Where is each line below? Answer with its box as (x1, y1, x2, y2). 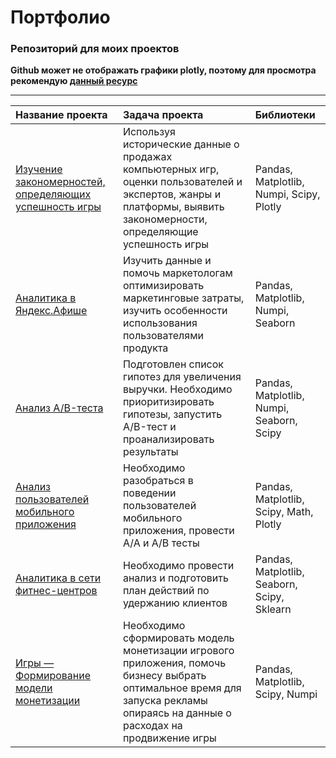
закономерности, (122, 212, 208, 226)
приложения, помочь (122, 656, 227, 670)
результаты (122, 445, 179, 459)
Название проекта (15, 108, 108, 122)
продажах (122, 150, 173, 164)
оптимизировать (122, 279, 205, 293)
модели (15, 681, 53, 695)
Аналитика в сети (15, 571, 102, 585)
